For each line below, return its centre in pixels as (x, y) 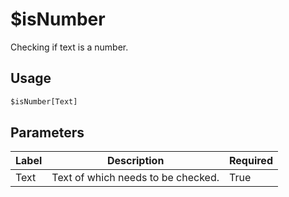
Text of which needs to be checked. (135, 178)
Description (135, 161)
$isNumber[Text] (44, 101)
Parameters (47, 133)
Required (251, 161)
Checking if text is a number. (69, 47)
